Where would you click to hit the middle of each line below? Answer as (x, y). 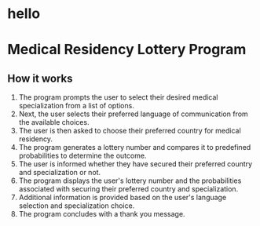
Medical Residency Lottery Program (127, 50)
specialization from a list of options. (76, 106)
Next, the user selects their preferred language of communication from (133, 114)
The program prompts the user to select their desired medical (118, 97)
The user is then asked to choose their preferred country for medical (130, 131)
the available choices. (54, 122)
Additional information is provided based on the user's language (123, 198)
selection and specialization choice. (77, 206)
